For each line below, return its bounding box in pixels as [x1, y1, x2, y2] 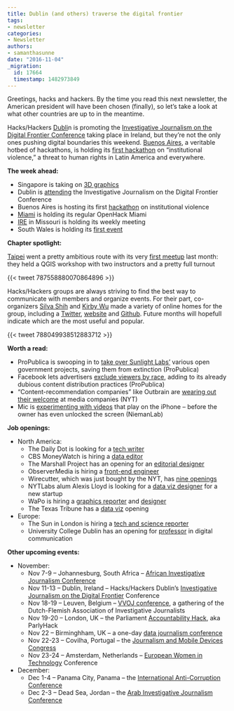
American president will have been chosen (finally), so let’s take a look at [7, 103, 218, 111]
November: [17, 561, 50, 570]
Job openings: [7, 424, 50, 432]
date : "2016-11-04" [7, 56, 64, 63]
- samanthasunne [7, 50, 55, 57]
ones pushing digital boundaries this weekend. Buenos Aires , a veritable [7, 138, 216, 147]
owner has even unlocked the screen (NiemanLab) [17, 410, 163, 419]
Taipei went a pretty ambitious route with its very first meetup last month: [7, 252, 219, 261]
